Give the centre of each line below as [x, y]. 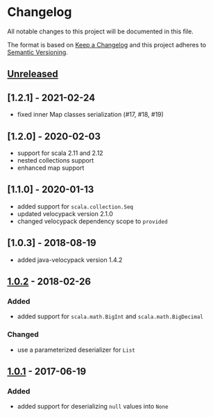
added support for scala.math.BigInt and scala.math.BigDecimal [110, 316]
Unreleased [33, 74]
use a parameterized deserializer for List [76, 350]
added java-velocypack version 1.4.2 [70, 260]
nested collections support [56, 160]
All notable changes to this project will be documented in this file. [101, 31]
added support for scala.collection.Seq [75, 206]
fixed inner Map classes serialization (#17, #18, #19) [91, 115]
